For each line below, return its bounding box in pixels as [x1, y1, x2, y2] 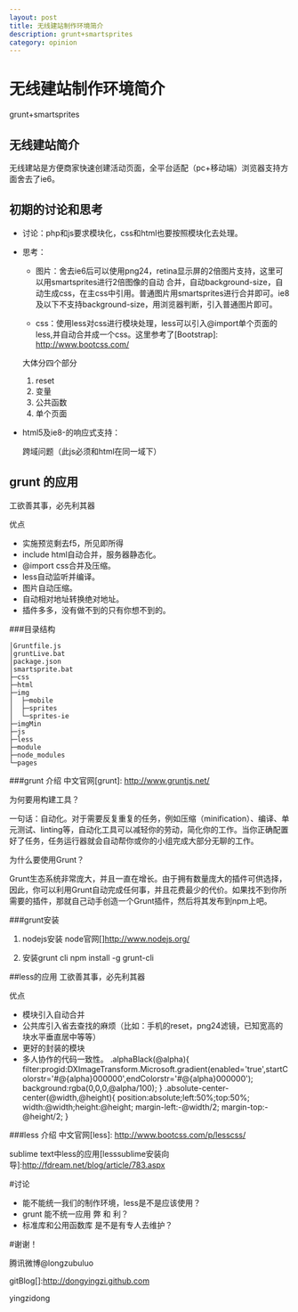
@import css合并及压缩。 [21, 560, 116, 570]
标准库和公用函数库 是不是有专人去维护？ [21, 1219, 173, 1230]
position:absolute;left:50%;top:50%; [117, 1092, 251, 1103]
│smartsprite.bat [9, 665, 74, 674]
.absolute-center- [164, 1082, 230, 1093]
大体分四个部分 [21, 357, 77, 368]
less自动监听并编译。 [21, 571, 101, 582]
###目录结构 [9, 623, 56, 634]
